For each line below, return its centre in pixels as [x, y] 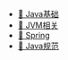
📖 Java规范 [38, 46]
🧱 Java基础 [38, 14]
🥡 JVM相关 [38, 25]
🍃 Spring [34, 35]
